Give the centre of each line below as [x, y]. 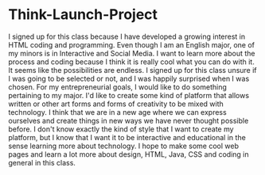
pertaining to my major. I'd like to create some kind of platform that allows [129, 95]
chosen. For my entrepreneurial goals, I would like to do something [117, 87]
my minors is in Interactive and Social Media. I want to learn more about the [132, 53]
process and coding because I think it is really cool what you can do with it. [131, 62]
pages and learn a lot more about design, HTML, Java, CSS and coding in [129, 154]
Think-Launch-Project [83, 15]
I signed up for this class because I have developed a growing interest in [127, 36]
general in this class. [42, 162]
